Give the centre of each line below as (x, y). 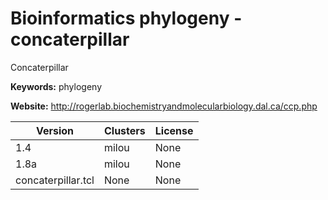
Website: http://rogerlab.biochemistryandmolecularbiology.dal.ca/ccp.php (164, 106)
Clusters (124, 130)
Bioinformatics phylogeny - (126, 18)
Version (55, 130)
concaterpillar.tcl (55, 180)
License (174, 130)
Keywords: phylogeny (56, 86)
